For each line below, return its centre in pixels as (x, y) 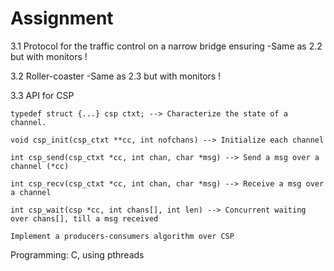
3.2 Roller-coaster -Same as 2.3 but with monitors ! (116, 76)
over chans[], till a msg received (84, 218)
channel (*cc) (40, 166)
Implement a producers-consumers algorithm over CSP (122, 236)
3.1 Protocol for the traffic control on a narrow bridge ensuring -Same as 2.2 (166, 46)
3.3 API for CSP (42, 95)
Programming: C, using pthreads (77, 254)
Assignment (62, 18)
